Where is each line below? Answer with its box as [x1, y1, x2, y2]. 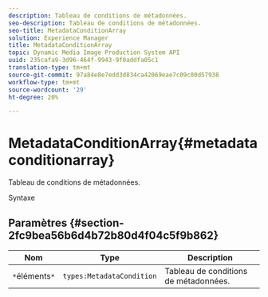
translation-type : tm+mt [8, 64, 91, 72]
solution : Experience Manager [8, 33, 109, 42]
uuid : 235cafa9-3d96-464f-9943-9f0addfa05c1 [8, 57, 159, 64]
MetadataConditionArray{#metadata [8, 135, 258, 152]
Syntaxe [8, 193, 36, 203]
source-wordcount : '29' [8, 85, 88, 94]
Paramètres [8, 216, 68, 229]
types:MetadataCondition [62, 272, 157, 280]
